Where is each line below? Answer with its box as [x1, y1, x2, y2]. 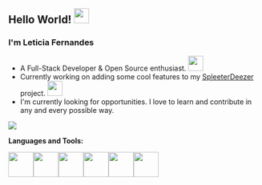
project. [19, 88, 46, 98]
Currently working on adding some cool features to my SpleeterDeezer [19, 71, 254, 81]
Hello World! [8, 13, 72, 26]
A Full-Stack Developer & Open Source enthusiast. [19, 63, 187, 73]
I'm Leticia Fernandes [8, 37, 95, 48]
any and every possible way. [19, 105, 115, 115]
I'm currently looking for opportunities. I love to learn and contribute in [19, 97, 252, 107]
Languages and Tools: [8, 135, 84, 145]
